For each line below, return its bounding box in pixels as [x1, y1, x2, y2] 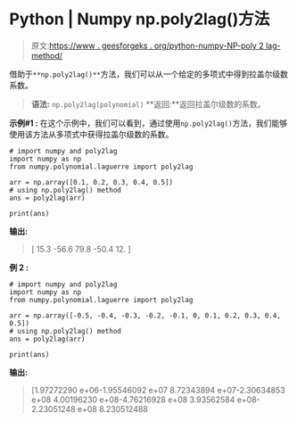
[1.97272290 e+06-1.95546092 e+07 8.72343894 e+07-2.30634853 [30, 384, 285, 395]
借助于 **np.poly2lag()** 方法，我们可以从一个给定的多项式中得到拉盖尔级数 [9, 69, 288, 79]
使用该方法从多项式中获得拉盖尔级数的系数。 [9, 128, 174, 139]
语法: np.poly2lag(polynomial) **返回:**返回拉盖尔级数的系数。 [30, 98, 266, 109]
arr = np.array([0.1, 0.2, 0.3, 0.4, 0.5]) [9, 177, 174, 186]
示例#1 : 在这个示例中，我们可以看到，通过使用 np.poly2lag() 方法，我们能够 [9, 118, 288, 128]
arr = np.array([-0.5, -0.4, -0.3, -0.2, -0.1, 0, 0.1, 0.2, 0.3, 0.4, [9, 310, 281, 320]
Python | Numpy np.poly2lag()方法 [9, 9, 270, 29]
